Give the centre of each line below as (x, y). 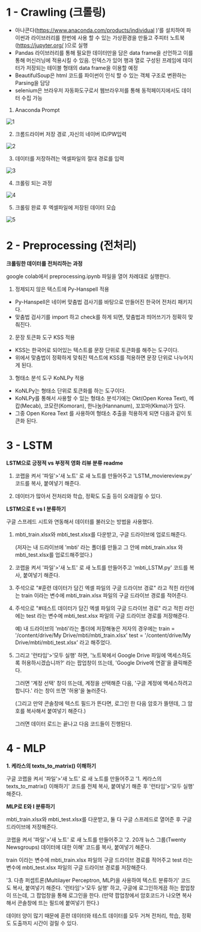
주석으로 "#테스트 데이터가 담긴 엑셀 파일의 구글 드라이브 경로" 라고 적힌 (99, 608)
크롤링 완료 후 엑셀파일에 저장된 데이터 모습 (65, 207)
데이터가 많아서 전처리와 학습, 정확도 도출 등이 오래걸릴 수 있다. (88, 496)
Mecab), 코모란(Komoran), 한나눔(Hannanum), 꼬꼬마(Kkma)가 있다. (104, 405)
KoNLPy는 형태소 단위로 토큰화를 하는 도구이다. (70, 390)
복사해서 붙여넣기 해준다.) (56, 710)
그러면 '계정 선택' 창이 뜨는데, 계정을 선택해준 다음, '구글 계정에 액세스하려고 (103, 683)
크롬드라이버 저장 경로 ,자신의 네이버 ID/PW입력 (71, 134)
